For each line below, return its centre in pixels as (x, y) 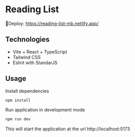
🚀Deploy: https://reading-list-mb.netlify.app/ (52, 23)
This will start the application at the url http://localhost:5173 (68, 129)
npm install (18, 100)
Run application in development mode (45, 110)
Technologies (28, 39)
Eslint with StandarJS (35, 63)
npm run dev (18, 119)
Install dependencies (27, 91)
